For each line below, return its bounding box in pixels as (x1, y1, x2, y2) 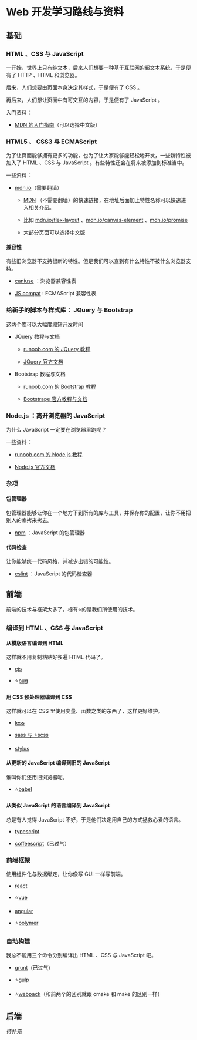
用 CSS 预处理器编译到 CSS (6, 694, 72, 701)
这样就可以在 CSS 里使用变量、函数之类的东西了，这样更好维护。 (6, 708, 164, 715)
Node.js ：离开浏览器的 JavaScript (6, 412, 106, 420)
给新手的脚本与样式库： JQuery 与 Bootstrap (6, 306, 133, 314)
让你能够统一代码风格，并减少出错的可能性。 (6, 558, 114, 565)
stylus (14, 745, 30, 752)
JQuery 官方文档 (23, 358, 64, 365)
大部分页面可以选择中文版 (23, 229, 86, 236)
